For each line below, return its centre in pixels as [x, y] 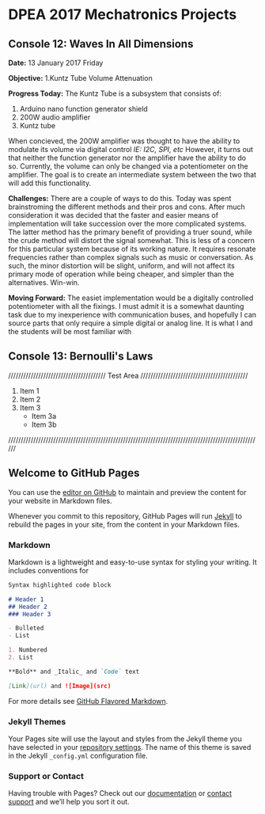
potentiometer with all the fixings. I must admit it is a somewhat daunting [126, 306]
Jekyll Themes [37, 721]
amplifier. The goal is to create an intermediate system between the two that [132, 175]
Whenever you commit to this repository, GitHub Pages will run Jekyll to [125, 515]
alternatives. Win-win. [44, 282]
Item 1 [29, 390]
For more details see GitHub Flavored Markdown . [88, 701]
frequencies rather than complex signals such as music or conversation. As [131, 257]
